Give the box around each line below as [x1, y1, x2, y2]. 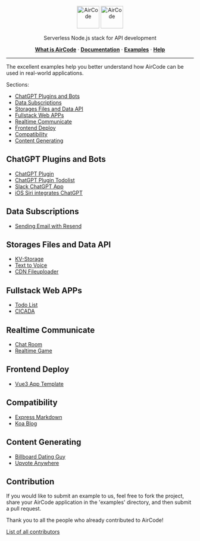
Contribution [6, 477, 55, 487]
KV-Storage [14, 256, 44, 263]
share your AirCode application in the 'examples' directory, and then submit [6, 499, 192, 506]
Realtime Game [14, 347, 52, 355]
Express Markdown [14, 413, 62, 420]
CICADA [14, 308, 35, 315]
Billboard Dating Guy [14, 453, 65, 460]
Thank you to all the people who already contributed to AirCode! [6, 517, 164, 524]
